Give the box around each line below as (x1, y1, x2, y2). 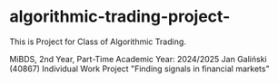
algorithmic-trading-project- (9, 6, 231, 27)
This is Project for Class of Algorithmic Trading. (9, 36, 186, 47)
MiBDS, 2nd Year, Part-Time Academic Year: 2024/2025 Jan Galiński (9, 53, 267, 64)
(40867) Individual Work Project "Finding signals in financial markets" (9, 63, 270, 74)
